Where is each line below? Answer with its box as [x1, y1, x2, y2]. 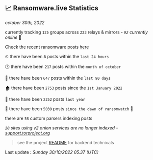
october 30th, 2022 [5, 19, 45, 26]
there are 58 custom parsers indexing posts [5, 115, 93, 121]
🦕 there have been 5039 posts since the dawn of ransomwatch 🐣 [5, 105, 133, 112]
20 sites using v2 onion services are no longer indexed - [5, 125, 118, 130]
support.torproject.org [5, 130, 50, 136]
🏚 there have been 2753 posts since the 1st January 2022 [5, 85, 123, 91]
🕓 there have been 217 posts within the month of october [5, 64, 121, 69]
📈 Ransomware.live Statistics [5, 4, 99, 12]
